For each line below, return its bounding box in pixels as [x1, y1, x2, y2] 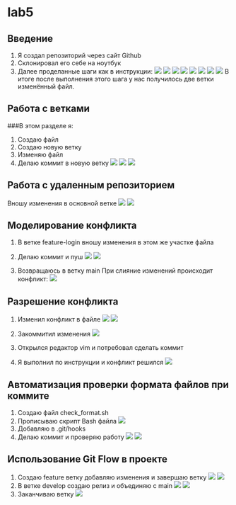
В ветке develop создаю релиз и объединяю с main [17, 481, 173, 489]
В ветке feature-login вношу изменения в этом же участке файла [17, 238, 214, 246]
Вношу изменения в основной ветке [7, 199, 117, 208]
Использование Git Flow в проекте [7, 453, 167, 465]
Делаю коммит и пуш [17, 253, 83, 261]
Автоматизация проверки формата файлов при [7, 378, 230, 390]
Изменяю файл [17, 150, 64, 159]
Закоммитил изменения [17, 330, 90, 339]
